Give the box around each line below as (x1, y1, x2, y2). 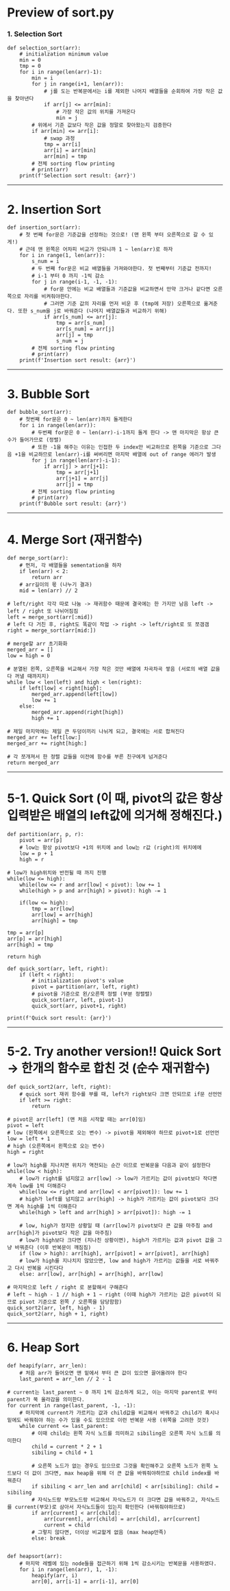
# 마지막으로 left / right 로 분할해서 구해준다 (7, 1284, 129, 1291)
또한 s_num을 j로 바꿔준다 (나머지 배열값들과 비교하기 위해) (18, 308, 168, 314)
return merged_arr (7, 759, 60, 767)
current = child (43, 1522, 90, 1529)
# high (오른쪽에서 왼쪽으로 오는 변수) (7, 1143, 105, 1150)
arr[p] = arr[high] (7, 935, 63, 943)
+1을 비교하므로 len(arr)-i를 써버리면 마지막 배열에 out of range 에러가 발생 (14, 451, 216, 458)
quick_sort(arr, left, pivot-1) (31, 997, 125, 1004)
